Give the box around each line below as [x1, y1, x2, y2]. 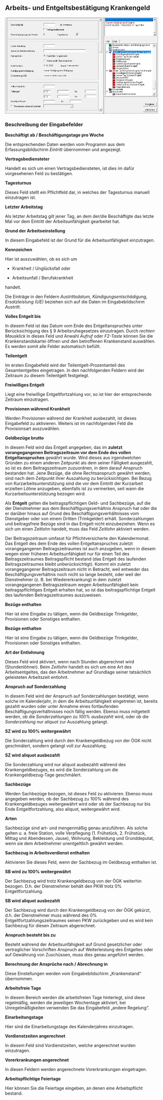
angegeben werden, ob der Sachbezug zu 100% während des [5, 796, 129, 802]
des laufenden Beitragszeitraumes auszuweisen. [5, 592, 102, 598]
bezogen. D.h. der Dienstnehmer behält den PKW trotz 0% [5, 883, 122, 889]
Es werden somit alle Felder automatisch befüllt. [5, 343, 101, 349]
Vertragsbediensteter [5, 156, 50, 162]
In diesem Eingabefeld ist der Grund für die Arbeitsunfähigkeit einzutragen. [5, 237, 155, 243]
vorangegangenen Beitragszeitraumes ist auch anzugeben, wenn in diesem [5, 545, 156, 551]
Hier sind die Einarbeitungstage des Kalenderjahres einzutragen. [5, 1023, 134, 1029]
